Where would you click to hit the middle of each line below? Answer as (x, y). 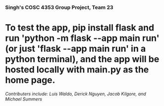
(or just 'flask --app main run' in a (76, 49)
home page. (30, 80)
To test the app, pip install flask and (80, 28)
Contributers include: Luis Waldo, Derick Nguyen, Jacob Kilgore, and (76, 94)
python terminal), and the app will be (82, 59)
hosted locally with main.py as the (77, 70)
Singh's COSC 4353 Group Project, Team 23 (59, 7)
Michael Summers (24, 99)
